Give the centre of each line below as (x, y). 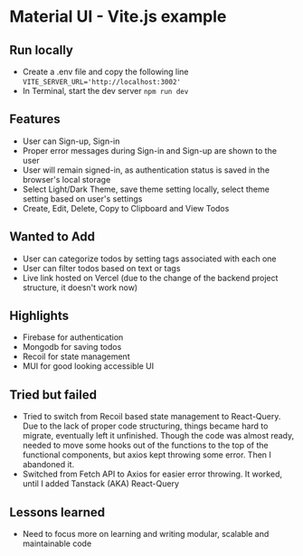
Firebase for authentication (73, 337)
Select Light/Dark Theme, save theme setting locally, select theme (146, 189)
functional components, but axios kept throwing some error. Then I (147, 455)
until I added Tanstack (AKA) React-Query (100, 484)
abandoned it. (48, 465)
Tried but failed (53, 395)
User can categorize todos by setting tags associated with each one (149, 259)
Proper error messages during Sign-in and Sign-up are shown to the (150, 150)
